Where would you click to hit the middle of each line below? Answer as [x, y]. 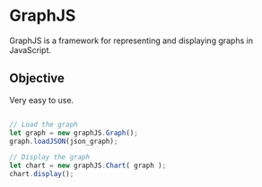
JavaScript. [31, 49]
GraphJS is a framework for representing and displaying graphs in [131, 40]
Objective [37, 79]
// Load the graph [44, 124]
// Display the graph [50, 157]
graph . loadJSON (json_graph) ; [64, 141]
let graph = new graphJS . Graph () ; [74, 133]
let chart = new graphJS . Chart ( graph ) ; [88, 166]
